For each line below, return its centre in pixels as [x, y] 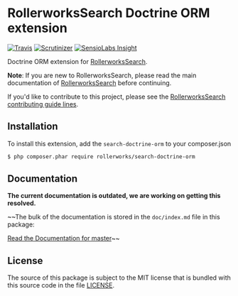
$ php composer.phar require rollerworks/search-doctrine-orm [101, 157]
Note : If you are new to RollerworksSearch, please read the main [102, 75]
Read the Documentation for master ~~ [64, 239]
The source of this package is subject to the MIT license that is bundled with [119, 278]
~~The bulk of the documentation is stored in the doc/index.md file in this [114, 217]
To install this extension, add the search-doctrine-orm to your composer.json [119, 143]
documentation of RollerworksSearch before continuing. [90, 82]
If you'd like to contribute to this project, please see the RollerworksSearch [117, 97]
